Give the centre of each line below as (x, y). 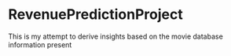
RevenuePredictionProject (95, 15)
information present (40, 44)
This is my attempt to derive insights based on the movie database (116, 36)
